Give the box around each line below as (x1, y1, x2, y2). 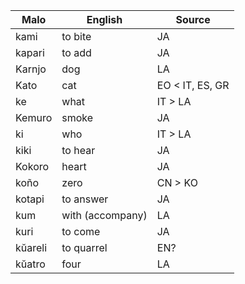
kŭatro (15, 257, 46, 271)
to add (61, 46, 92, 59)
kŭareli (15, 241, 48, 254)
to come (61, 225, 101, 238)
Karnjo (15, 62, 47, 76)
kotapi (15, 192, 45, 206)
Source (175, 13, 211, 26)
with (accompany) (61, 209, 148, 222)
